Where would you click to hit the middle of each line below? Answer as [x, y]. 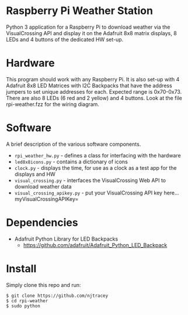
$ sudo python [23, 306]
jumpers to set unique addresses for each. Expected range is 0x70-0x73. [94, 91]
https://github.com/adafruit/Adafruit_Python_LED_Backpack [95, 245]
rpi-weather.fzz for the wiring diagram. [53, 104]
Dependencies [42, 222]
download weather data [43, 186]
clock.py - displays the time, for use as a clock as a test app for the [95, 167]
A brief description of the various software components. [74, 144]
